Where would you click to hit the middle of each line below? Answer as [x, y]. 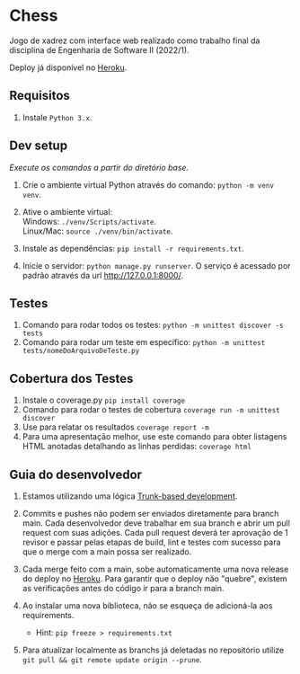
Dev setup [39, 146]
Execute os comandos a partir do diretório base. [99, 167]
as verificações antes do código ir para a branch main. [123, 588]
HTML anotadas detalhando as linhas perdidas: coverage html [137, 447]
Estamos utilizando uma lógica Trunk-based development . [130, 496]
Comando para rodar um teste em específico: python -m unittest [144, 342]
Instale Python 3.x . [57, 117]
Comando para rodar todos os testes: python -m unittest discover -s [153, 325]
